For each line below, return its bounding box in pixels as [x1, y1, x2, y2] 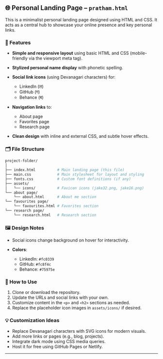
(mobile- [130, 50, 147, 56]
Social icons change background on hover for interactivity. [12, 237, 130, 243]
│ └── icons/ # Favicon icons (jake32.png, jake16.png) [5, 185, 145, 191]
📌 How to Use [5, 278, 37, 285]
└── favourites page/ [5, 199, 49, 204]
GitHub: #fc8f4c [19, 261, 51, 267]
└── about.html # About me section [14, 195, 97, 199]
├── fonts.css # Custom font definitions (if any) [5, 177, 131, 181]
